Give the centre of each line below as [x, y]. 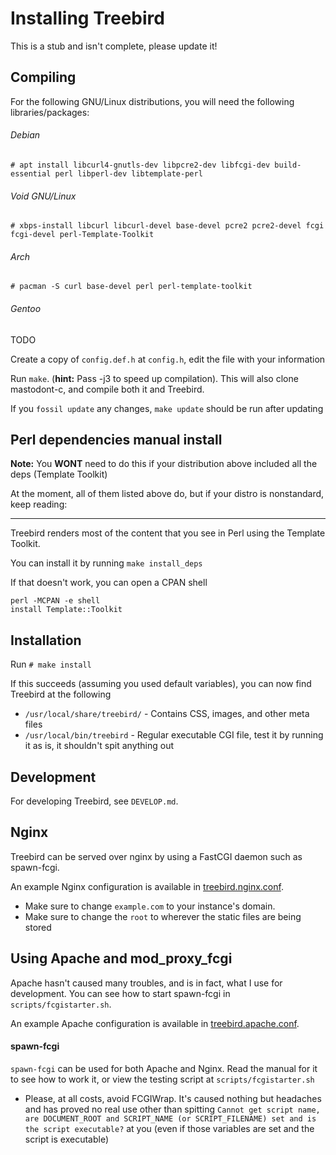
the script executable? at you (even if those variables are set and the [169, 1128]
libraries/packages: [50, 112]
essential [31, 173]
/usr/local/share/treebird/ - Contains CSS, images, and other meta [167, 714]
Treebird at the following [61, 694]
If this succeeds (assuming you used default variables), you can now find [161, 684]
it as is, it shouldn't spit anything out [99, 746]
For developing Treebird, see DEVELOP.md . [94, 801]
